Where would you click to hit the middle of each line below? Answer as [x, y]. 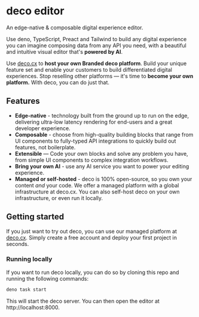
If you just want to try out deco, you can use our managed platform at [92, 231]
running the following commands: [48, 278]
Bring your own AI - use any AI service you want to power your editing [102, 166]
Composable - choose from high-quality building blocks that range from [104, 134]
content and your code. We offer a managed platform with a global [97, 185]
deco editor [35, 11]
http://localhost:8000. [33, 307]
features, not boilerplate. [45, 147]
